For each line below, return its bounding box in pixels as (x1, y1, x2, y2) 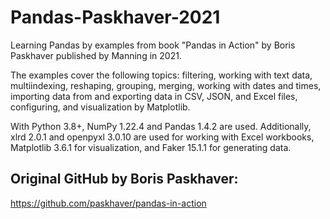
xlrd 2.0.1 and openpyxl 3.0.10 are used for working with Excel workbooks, (10, 131, 315, 143)
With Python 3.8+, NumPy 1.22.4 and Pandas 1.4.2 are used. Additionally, (10, 120, 312, 132)
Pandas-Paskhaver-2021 (10, 6, 221, 29)
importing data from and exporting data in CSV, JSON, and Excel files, (10, 90, 298, 102)
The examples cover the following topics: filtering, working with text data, (10, 69, 313, 81)
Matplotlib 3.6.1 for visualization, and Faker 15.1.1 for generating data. (10, 141, 292, 153)
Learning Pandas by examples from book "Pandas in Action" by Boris (10, 39, 296, 51)
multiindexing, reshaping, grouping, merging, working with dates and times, (10, 79, 322, 91)
